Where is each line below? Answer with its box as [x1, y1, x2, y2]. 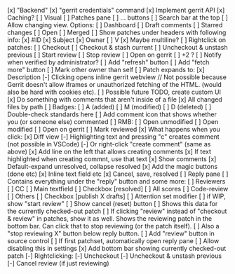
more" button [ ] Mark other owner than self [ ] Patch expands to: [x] [7, 66, 205, 74]
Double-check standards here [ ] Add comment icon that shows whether [7, 110, 217, 118]
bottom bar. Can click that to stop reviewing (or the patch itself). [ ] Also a [7, 222, 220, 230]
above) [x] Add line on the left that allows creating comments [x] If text [7, 147, 212, 156]
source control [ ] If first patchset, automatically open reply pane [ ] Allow [7, 237, 220, 245]
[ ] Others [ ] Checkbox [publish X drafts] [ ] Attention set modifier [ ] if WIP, [7, 192, 226, 200]
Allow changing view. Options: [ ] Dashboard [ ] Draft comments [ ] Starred [7, 21, 223, 29]
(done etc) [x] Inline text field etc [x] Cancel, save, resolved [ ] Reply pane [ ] [7, 170, 229, 178]
